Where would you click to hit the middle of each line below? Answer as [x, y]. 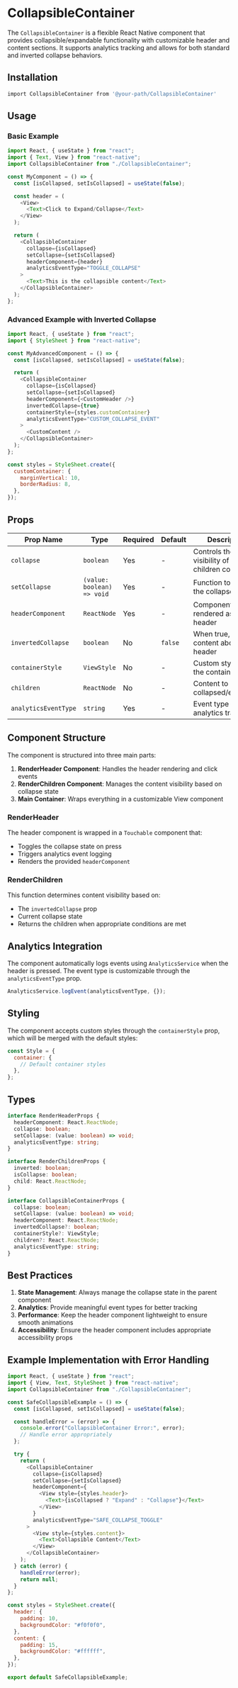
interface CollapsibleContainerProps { [66, 1200]
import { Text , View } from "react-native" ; [74, 157]
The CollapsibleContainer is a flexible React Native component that [106, 33]
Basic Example [33, 136]
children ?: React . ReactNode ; [57, 1240]
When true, [211, 634]
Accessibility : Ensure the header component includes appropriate [114, 1330]
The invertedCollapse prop [57, 909]
